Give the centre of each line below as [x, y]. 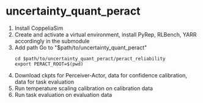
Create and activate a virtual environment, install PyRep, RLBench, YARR [105, 34]
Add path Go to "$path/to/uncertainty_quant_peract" [81, 48]
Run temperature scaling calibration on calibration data [84, 88]
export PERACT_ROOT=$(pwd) [49, 64]
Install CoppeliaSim [39, 28]
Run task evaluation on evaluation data [63, 94]
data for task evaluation [44, 82]
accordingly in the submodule [52, 41]
